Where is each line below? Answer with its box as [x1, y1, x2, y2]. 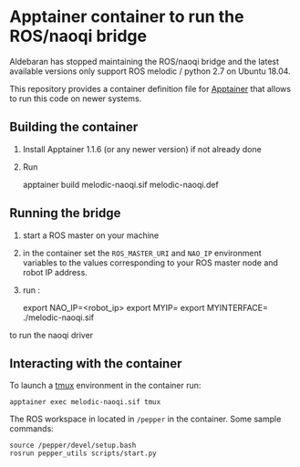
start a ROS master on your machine [22, 230, 160, 241]
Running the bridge [9, 205, 121, 221]
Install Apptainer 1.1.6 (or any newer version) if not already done [22, 143, 262, 154]
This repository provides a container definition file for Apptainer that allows [9, 83, 292, 94]
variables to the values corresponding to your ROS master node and [22, 257, 278, 268]
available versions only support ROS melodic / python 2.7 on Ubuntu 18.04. [9, 66, 291, 77]
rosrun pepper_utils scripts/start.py [9, 449, 157, 458]
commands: [9, 423, 55, 434]
